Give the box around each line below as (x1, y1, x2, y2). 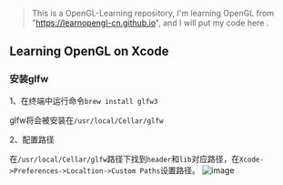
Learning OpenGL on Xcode (9, 44, 169, 59)
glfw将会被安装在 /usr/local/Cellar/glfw (9, 114, 164, 126)
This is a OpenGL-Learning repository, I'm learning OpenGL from (31, 8, 275, 18)
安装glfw (9, 73, 49, 86)
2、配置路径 (9, 134, 55, 145)
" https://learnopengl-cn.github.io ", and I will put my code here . (31, 17, 269, 28)
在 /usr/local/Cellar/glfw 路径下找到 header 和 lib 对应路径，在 (9, 153, 239, 164)
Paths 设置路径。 (139, 164, 200, 176)
